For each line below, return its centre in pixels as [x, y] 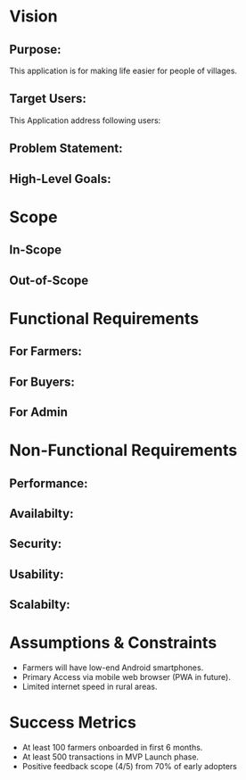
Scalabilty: [40, 605]
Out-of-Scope [49, 280]
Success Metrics [73, 722]
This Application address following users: [85, 120]
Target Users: [48, 99]
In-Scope [36, 250]
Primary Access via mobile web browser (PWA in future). [127, 677]
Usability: [37, 574]
